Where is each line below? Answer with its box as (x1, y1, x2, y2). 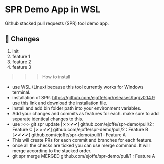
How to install (42, 74, 71, 80)
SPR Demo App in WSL (5, 4, 101, 15)
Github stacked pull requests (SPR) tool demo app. (5, 20, 109, 26)
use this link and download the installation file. (12, 100, 108, 106)
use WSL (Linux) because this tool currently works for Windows (12, 84, 144, 90)
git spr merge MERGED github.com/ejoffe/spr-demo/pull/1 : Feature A (12, 153, 155, 159)
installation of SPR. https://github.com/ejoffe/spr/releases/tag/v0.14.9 (12, 94, 155, 100)
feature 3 (12, 64, 31, 70)
